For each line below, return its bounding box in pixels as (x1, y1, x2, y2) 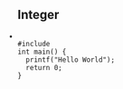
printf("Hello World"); (25, 54, 115, 64)
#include (17, 39, 51, 48)
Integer (17, 7, 60, 23)
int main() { (17, 47, 67, 56)
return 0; (25, 63, 62, 72)
